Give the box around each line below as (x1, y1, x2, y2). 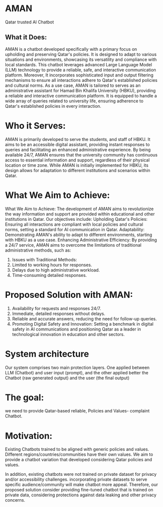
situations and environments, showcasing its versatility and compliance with (5, 57, 157, 62)
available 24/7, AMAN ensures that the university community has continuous (5, 152, 158, 157)
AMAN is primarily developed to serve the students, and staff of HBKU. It (5, 136, 150, 142)
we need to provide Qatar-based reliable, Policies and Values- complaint (5, 408, 150, 414)
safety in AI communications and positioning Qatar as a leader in (12, 326, 142, 332)
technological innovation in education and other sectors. (12, 331, 125, 337)
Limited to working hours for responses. (12, 262, 92, 268)
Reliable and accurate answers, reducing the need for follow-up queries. (12, 315, 157, 322)
